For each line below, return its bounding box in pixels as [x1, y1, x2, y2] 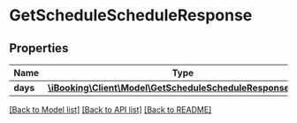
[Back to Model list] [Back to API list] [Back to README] [9, 104, 212, 115]
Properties [9, 41, 69, 56]
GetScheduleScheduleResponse [9, 5, 253, 26]
